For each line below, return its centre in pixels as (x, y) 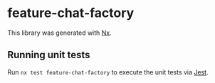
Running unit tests (49, 55)
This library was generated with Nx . (59, 33)
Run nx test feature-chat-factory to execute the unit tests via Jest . (108, 72)
